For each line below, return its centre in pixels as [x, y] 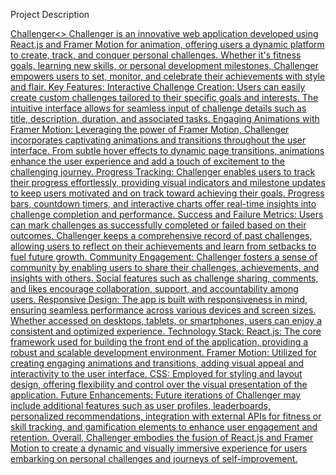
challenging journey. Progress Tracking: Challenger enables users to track [163, 172]
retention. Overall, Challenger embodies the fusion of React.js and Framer [162, 437]
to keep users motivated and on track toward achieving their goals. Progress [167, 193]
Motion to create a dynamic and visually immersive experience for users [159, 448]
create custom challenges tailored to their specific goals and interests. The [164, 97]
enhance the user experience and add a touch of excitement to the [147, 161]
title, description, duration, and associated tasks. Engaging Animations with [165, 118]
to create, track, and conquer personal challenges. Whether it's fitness [156, 55]
